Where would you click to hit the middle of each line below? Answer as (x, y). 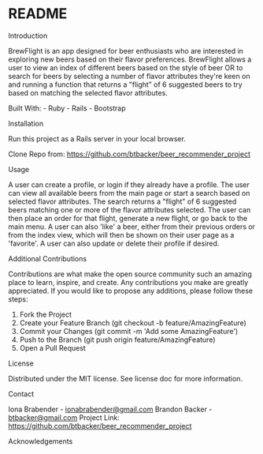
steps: (18, 299)
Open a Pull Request (53, 347)
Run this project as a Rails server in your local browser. (97, 138)
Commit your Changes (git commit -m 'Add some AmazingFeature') (129, 331)
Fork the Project (46, 314)
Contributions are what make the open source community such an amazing (130, 274)
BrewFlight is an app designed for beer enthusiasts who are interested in (126, 51)
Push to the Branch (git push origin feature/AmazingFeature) (117, 340)
